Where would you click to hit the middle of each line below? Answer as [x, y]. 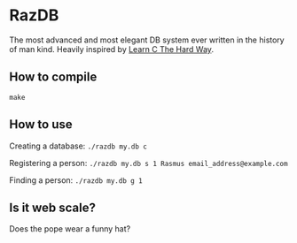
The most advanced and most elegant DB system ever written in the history [147, 40]
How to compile [53, 77]
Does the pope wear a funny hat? [70, 229]
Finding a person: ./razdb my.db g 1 [76, 180]
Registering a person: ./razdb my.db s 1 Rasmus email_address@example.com [148, 163]
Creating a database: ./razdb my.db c [78, 146]
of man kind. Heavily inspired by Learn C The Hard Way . [112, 49]
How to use [41, 125]
